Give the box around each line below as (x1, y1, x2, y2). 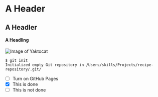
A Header (5, 3, 46, 15)
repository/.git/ (5, 66, 42, 72)
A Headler (5, 23, 38, 32)
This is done (12, 81, 38, 87)
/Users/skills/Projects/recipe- (86, 62, 154, 67)
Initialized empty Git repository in (5, 62, 84, 67)
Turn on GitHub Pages (12, 75, 59, 81)
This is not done (12, 86, 46, 93)
